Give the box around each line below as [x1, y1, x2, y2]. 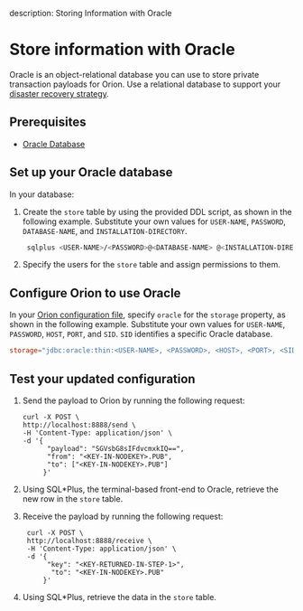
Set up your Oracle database [9, 164, 173, 180]
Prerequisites [9, 115, 87, 130]
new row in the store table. [22, 493, 124, 504]
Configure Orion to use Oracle [9, 285, 181, 301]
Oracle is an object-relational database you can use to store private [9, 69, 260, 80]
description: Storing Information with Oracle [9, 8, 172, 18]
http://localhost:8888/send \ [22, 420, 137, 429]
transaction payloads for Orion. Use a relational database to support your [9, 79, 281, 89]
